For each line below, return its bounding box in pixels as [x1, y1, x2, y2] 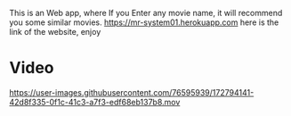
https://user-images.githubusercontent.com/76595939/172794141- [9, 87, 255, 97]
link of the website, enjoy [9, 27, 101, 37]
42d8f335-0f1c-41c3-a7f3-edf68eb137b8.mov [9, 96, 181, 107]
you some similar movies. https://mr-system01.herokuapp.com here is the [9, 17, 279, 28]
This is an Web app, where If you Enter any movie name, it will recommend [9, 8, 283, 18]
